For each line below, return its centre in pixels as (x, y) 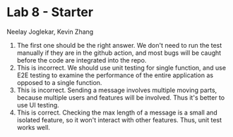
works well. (34, 127)
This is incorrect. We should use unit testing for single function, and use (121, 67)
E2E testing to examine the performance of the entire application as (115, 75)
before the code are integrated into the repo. (82, 60)
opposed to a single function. (59, 82)
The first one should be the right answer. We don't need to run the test (119, 45)
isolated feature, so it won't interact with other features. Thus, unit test (119, 119)
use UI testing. (38, 105)
